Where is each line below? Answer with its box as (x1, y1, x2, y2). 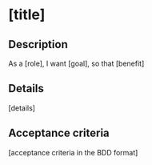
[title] (8, 6, 46, 24)
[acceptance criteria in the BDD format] (8, 147, 138, 157)
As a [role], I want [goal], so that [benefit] (8, 58, 145, 68)
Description (8, 38, 68, 51)
